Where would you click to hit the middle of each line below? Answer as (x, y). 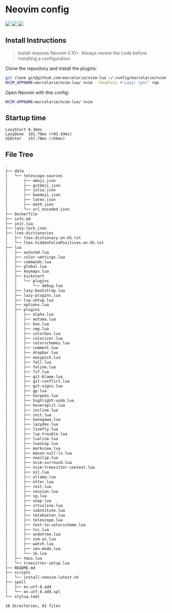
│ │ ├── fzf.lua (27, 372)
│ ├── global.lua (26, 267)
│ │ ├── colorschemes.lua (38, 343)
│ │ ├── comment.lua (32, 348)
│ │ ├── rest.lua (28, 486)
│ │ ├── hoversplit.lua (35, 405)
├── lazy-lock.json (26, 228)
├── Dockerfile (21, 214)
